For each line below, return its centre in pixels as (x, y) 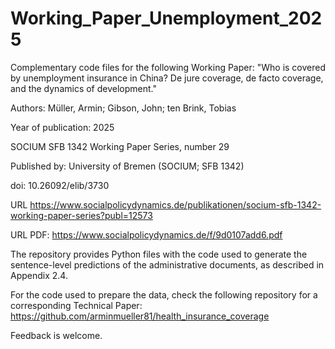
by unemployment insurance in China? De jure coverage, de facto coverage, (167, 78)
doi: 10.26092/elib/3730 (60, 185)
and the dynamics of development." (83, 88)
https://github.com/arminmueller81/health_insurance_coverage (140, 316)
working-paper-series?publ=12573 (81, 215)
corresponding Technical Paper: (76, 305)
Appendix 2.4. (39, 275)
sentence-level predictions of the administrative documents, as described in (167, 264)
